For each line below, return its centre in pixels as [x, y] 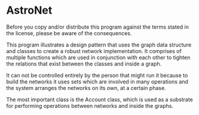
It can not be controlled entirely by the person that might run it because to [97, 75]
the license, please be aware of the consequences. [69, 33]
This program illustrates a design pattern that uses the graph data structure [99, 45]
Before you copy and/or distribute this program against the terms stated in [98, 27]
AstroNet [29, 10]
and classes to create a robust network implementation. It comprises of [94, 51]
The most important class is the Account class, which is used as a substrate [99, 100]
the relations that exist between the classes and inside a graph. [84, 64]
